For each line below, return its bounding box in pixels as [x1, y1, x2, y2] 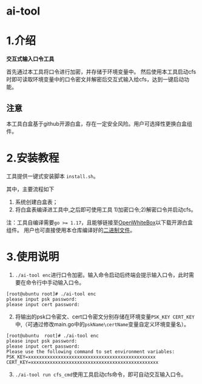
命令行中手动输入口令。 [25, 278, 85, 286]
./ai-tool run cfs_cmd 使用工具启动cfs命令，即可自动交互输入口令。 [15, 371, 187, 378]
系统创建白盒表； [15, 198, 58, 205]
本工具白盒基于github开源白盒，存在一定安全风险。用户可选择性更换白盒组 [6, 120, 192, 127]
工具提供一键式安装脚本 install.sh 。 [6, 172, 99, 180]
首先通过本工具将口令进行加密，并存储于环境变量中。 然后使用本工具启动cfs [6, 68, 197, 75]
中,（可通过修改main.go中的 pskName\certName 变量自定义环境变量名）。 [15, 320, 190, 327]
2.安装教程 [6, 151, 59, 165]
